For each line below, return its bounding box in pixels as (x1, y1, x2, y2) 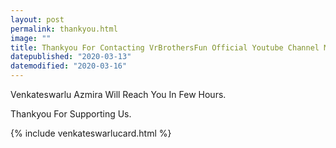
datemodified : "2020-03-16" (10, 61, 128, 71)
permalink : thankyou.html (10, 24, 118, 34)
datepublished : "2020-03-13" (10, 52, 132, 62)
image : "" (10, 33, 52, 43)
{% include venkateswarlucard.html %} (10, 127, 172, 139)
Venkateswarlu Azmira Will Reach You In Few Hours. (10, 89, 227, 100)
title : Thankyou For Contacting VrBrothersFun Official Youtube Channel (10, 42, 320, 53)
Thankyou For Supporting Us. (10, 108, 132, 120)
